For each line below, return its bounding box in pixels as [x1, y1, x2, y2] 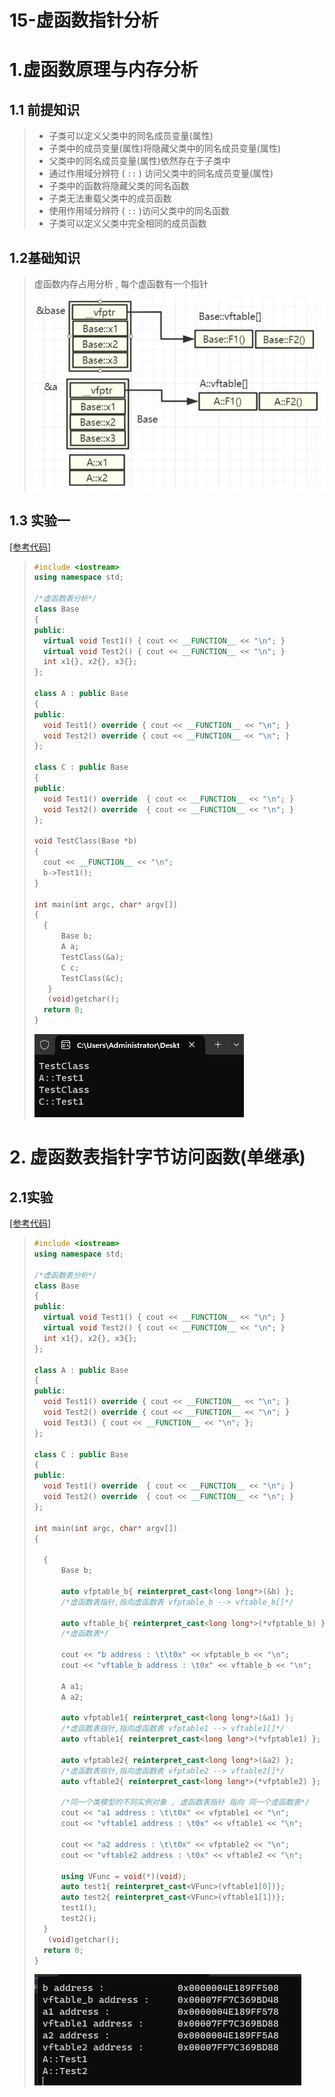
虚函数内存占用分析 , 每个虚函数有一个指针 [33, 278, 209, 290]
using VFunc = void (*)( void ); [60, 1871, 187, 1881]
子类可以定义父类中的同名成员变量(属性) [48, 130, 214, 142]
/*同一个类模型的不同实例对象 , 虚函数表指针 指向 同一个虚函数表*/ [60, 1797, 311, 1808]
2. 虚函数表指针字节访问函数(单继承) [9, 1146, 306, 1169]
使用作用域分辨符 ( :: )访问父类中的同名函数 [48, 205, 230, 217]
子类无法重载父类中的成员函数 [48, 192, 172, 205]
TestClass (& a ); [60, 952, 125, 962]
